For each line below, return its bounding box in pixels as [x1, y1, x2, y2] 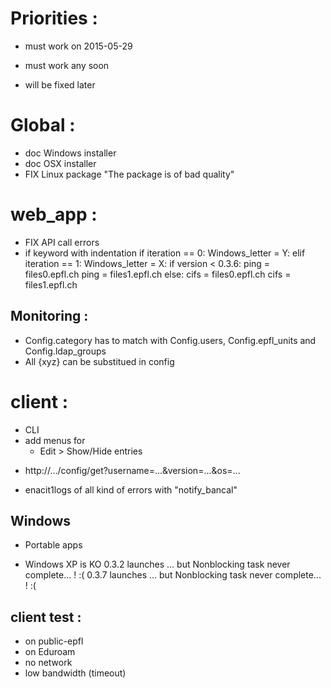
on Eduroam [24, 646, 76, 658]
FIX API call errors [24, 236, 100, 248]
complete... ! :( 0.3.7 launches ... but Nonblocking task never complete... [24, 569, 322, 581]
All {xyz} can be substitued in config [24, 355, 175, 367]
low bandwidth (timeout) [24, 667, 127, 679]
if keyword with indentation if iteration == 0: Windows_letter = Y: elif [24, 247, 306, 259]
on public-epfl [24, 635, 84, 647]
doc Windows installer [24, 147, 117, 159]
